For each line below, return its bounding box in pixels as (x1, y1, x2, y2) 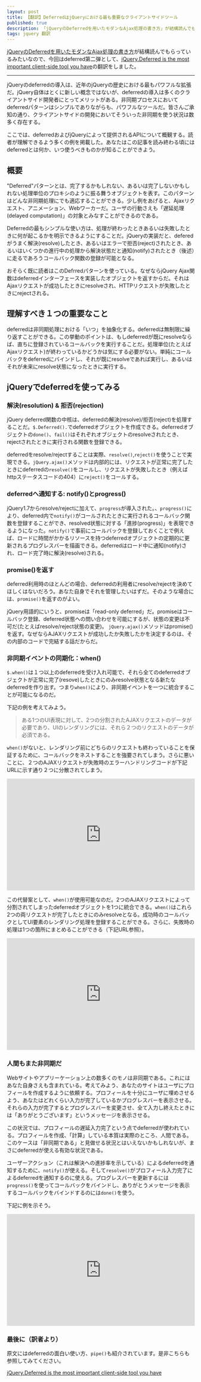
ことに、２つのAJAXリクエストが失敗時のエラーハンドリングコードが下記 (7, 759, 187, 766)
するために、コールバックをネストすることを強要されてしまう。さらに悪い (11, 752, 194, 759)
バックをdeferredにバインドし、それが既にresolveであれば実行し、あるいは (7, 355, 193, 363)
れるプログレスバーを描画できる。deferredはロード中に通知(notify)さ (17, 542, 187, 549)
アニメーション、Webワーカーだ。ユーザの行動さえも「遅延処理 (27, 204, 184, 212)
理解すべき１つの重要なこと (7, 308, 109, 319)
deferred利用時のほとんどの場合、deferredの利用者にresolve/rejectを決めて (7, 580, 193, 588)
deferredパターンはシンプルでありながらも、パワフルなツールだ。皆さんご (7, 104, 190, 111)
